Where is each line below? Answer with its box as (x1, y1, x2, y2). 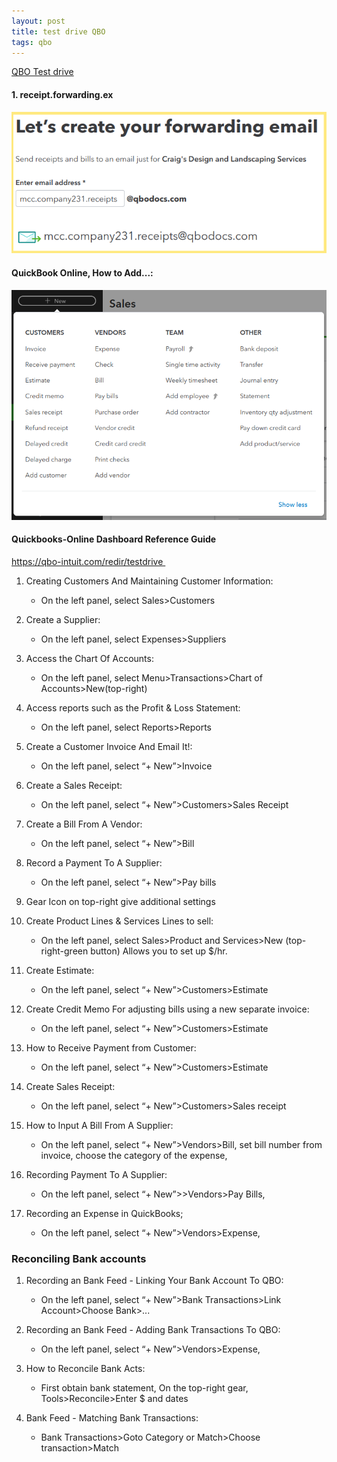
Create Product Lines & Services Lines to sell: (25, 915, 214, 927)
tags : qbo (11, 37, 53, 47)
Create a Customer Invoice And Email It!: (25, 740, 193, 752)
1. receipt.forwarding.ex (11, 88, 114, 100)
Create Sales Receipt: (25, 1080, 116, 1092)
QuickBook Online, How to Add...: (11, 267, 154, 279)
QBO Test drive (11, 66, 74, 78)
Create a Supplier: (25, 613, 101, 625)
